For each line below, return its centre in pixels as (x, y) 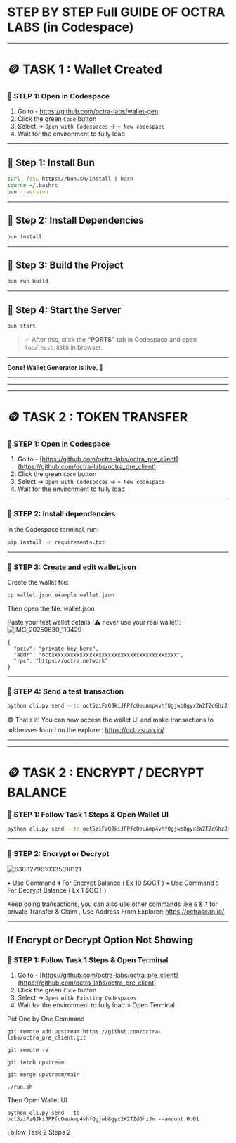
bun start (22, 326)
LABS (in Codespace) (71, 27)
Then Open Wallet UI (37, 1100)
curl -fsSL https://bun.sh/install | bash (70, 179)
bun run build (28, 281)
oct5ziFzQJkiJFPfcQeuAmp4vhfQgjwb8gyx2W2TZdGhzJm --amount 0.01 (103, 1119)
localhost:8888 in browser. (64, 347)
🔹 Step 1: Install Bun (51, 162)
